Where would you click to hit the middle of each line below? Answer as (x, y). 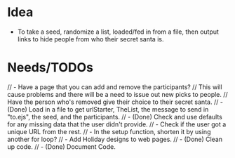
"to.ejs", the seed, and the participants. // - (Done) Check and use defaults (115, 117)
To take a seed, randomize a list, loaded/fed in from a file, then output (118, 32)
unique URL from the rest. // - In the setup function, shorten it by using (109, 131)
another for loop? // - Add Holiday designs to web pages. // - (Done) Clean (115, 139)
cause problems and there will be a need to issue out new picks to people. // (117, 94)
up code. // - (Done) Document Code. (61, 146)
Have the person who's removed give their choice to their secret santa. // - (115, 102)
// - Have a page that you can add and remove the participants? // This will (115, 87)
